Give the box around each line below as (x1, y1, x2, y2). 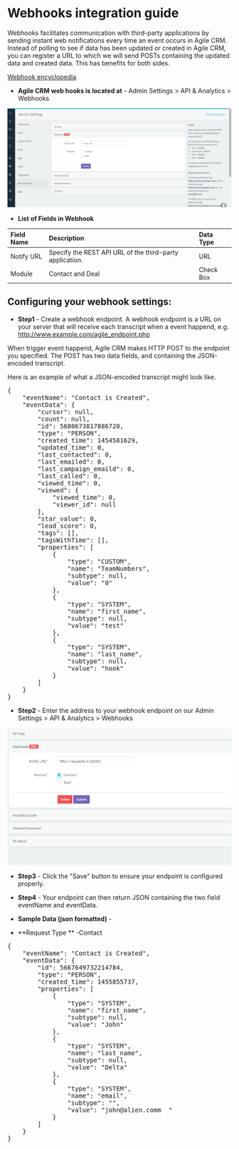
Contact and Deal (48, 269, 100, 278)
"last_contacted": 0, (37, 450, 113, 459)
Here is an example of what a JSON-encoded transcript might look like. (7, 373, 216, 381)
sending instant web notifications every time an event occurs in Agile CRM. (7, 36, 228, 44)
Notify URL (10, 251, 43, 261)
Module (10, 269, 33, 278)
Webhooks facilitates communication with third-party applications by (7, 28, 210, 37)
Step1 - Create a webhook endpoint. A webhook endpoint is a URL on (17, 315, 222, 323)
